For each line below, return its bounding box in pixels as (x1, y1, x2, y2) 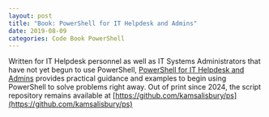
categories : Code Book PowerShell (8, 34, 126, 43)
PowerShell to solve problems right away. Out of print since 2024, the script (8, 82, 262, 92)
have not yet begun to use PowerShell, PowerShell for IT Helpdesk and (8, 65, 245, 75)
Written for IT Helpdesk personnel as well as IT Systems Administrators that (8, 56, 261, 66)
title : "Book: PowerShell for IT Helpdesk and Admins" (8, 19, 198, 27)
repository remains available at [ (8, 90, 116, 101)
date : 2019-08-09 (8, 27, 67, 35)
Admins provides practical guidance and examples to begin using (8, 73, 227, 83)
